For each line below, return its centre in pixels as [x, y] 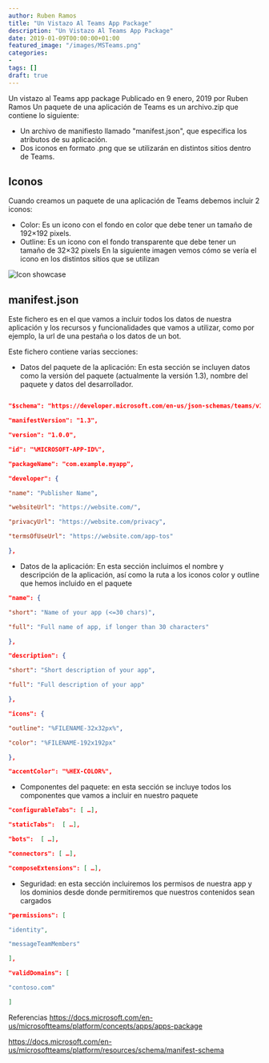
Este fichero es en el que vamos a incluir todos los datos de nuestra [120, 319]
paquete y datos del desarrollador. [76, 384]
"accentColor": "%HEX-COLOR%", [60, 772]
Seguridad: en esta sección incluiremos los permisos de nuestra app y [136, 883]
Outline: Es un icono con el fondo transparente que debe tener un [128, 242]
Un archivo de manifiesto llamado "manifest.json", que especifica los [133, 131]
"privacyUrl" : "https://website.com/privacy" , [87, 522]
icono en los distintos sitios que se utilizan [90, 259]
